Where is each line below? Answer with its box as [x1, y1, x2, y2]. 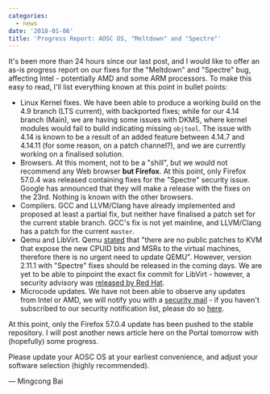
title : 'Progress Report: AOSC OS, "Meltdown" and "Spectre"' [8, 34, 222, 43]
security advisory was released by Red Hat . [19, 278, 165, 287]
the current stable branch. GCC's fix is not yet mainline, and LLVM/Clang [19, 218, 262, 228]
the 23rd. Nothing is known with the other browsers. [19, 192, 193, 202]
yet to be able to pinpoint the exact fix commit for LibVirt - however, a [19, 270, 251, 279]
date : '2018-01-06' [8, 27, 74, 35]
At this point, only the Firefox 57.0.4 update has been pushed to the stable [8, 320, 254, 329]
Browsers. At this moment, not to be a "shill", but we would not [19, 158, 228, 168]
